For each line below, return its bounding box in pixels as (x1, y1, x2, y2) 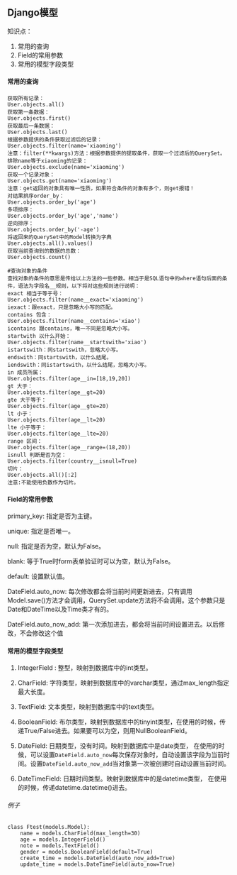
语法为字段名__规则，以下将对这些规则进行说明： (17, 282, 140, 290)
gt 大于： (7, 383, 33, 390)
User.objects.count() (7, 254, 71, 261)
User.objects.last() (7, 128, 69, 136)
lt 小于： (7, 410, 33, 417)
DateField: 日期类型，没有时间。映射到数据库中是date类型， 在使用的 (17, 742, 219, 750)
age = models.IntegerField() (20, 836, 106, 843)
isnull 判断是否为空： (7, 451, 67, 459)
